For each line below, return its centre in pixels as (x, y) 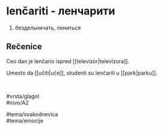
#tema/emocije (25, 120)
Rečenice (24, 47)
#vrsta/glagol (23, 96)
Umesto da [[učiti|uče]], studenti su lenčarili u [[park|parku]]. (82, 73)
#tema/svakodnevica (32, 114)
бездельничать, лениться (48, 28)
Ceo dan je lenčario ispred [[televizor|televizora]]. (68, 61)
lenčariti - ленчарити (61, 11)
